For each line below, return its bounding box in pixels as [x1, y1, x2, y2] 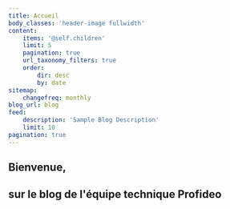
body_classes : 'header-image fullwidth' [8, 19, 146, 27]
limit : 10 [22, 123, 56, 131]
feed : [8, 109, 26, 117]
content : [8, 26, 38, 34]
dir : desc [37, 71, 70, 79]
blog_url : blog [8, 101, 59, 109]
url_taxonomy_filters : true [22, 57, 116, 65]
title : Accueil [8, 11, 59, 20]
